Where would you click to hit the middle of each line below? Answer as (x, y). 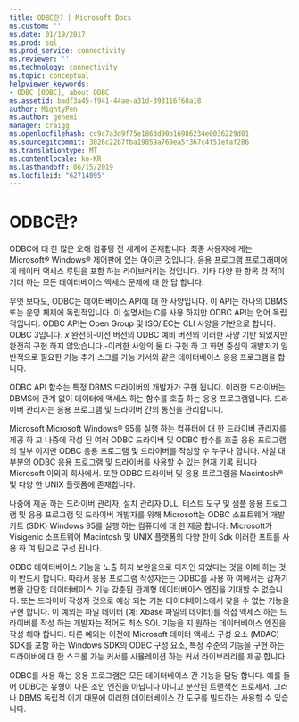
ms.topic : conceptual (50, 76)
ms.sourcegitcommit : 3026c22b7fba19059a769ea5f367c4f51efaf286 (129, 142)
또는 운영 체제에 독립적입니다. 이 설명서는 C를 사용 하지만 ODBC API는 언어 (140, 313)
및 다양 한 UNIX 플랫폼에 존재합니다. (72, 484)
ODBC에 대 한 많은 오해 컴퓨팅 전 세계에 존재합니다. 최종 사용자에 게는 (131, 249)
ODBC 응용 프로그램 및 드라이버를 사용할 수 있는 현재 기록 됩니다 (145, 462)
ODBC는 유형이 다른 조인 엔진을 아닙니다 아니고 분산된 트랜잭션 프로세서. (145, 687)
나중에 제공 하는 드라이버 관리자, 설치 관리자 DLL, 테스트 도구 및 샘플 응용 (136, 504)
